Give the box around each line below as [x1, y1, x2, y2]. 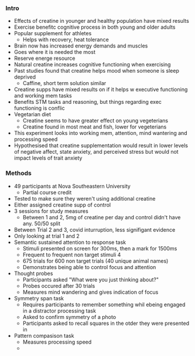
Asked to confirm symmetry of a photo [22, 313, 117, 320]
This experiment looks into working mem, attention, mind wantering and [13, 130, 188, 137]
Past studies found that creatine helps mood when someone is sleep [13, 67, 179, 74]
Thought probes [13, 270, 53, 277]
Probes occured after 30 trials [22, 282, 95, 289]
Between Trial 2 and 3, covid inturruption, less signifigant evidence [13, 226, 176, 233]
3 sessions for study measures [13, 207, 88, 215]
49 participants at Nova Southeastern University [13, 182, 131, 189]
